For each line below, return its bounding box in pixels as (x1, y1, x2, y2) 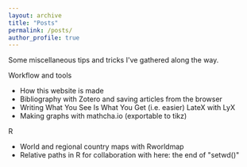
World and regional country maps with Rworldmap (19, 142, 184, 151)
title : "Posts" (8, 19, 59, 27)
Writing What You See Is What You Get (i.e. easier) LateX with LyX (19, 103, 236, 112)
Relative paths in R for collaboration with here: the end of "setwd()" (19, 150, 240, 160)
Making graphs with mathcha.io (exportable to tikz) (19, 112, 187, 121)
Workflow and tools (8, 70, 72, 80)
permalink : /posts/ (8, 26, 73, 34)
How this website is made (19, 86, 105, 96)
